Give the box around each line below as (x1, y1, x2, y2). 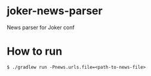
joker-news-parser (7, 4, 103, 18)
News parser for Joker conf (7, 24, 75, 31)
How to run (7, 45, 63, 58)
